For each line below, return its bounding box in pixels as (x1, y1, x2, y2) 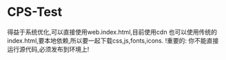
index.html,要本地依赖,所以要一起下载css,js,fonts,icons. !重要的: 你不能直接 (7, 36, 219, 45)
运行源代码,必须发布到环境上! (7, 45, 90, 53)
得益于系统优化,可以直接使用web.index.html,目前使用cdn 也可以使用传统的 (7, 28, 218, 36)
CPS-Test (7, 4, 63, 20)
